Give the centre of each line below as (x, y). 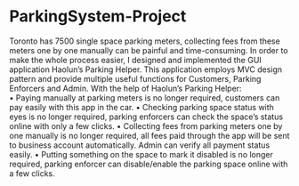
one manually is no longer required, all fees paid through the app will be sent (149, 135)
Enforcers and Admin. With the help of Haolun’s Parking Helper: (125, 88)
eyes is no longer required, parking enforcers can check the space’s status (146, 117)
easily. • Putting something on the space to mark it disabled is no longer (141, 154)
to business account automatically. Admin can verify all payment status (140, 145)
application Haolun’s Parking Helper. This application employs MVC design (146, 69)
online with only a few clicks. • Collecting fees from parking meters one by (146, 125)
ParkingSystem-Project (98, 16)
